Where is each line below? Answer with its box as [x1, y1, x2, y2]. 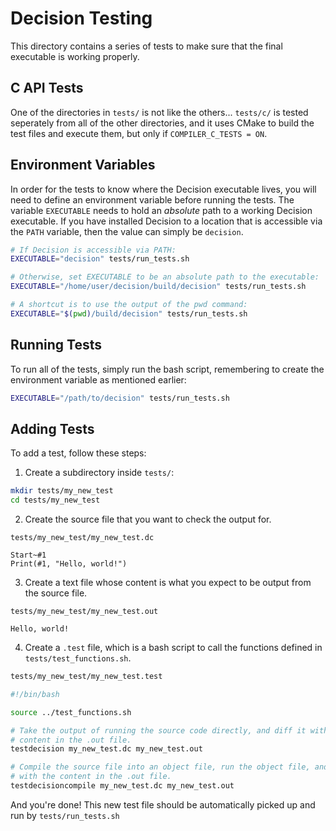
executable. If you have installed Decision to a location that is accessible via [10, 215, 323, 227]
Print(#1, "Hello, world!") [10, 559, 128, 569]
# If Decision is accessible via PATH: [10, 245, 177, 255]
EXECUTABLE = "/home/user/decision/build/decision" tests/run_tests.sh [10, 282, 307, 292]
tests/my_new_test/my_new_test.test [10, 672, 163, 682]
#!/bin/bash [10, 689, 60, 699]
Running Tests [10, 337, 102, 354]
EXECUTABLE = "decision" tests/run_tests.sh [10, 254, 190, 264]
